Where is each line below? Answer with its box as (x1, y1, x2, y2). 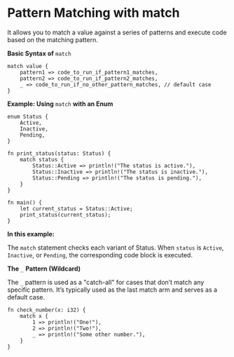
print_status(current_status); (20, 211, 111, 218)
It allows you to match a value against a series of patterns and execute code (7, 28, 227, 36)
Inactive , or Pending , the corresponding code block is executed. (7, 250, 193, 259)
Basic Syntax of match (7, 49, 71, 58)
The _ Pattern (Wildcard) (7, 264, 81, 273)
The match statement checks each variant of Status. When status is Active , (7, 243, 224, 252)
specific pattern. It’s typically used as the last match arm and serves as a (7, 285, 218, 294)
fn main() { (7, 198, 42, 206)
